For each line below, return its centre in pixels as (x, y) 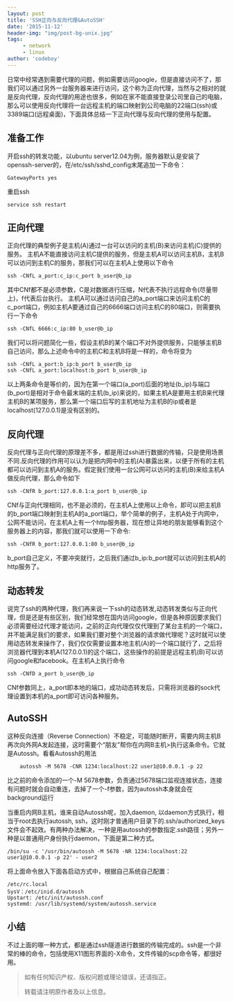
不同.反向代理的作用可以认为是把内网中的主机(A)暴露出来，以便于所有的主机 (115, 461)
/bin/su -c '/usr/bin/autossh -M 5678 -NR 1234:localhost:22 (97, 851)
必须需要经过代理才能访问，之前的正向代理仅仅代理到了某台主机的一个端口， (116, 626)
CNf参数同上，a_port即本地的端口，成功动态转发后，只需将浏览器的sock (111, 688)
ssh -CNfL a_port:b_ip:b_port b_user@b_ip (69, 365)
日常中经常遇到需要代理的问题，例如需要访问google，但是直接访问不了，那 (114, 79)
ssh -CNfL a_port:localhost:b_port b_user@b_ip (77, 371)
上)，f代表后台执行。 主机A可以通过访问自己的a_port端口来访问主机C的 (109, 298)
